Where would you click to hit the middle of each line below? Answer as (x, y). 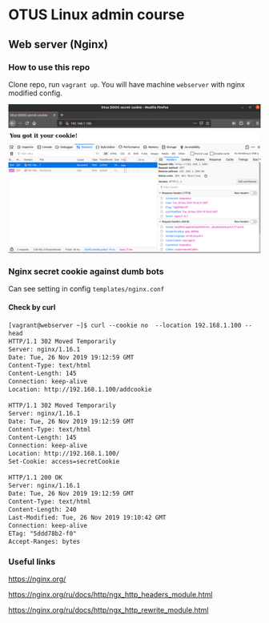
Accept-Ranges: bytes (44, 541)
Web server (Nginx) (58, 44)
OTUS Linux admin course (96, 15)
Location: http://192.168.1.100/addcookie (80, 389)
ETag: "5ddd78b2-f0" (43, 533)
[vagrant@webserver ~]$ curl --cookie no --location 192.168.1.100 (125, 325)
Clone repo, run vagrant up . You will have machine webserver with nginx (127, 84)
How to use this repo (49, 67)
